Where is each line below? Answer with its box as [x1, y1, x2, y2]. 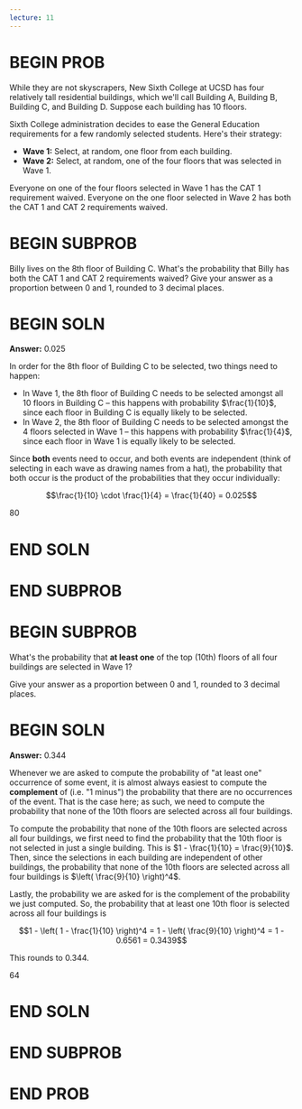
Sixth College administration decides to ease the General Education [9, 118, 260, 129]
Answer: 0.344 [9, 750, 67, 761]
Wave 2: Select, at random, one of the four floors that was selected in [22, 155, 282, 166]
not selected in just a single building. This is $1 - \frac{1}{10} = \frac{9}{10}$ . [9, 842, 294, 853]
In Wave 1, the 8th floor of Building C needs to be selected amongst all [22, 388, 284, 399]
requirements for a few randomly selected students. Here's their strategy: [9, 128, 282, 139]
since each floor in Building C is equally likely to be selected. [22, 407, 248, 418]
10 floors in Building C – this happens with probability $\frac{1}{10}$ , [22, 398, 277, 409]
